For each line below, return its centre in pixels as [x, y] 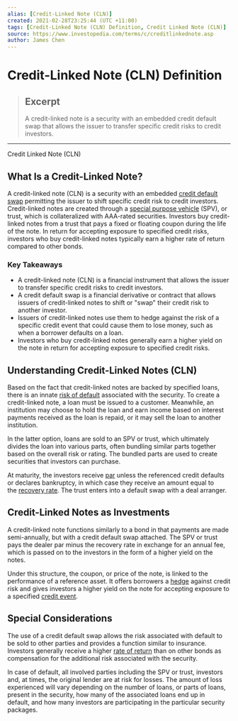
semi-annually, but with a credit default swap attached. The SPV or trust [113, 537]
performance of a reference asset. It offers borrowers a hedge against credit [119, 581]
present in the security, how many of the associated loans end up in [106, 694]
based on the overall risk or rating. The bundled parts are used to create [113, 454]
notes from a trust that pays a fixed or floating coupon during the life [126, 224]
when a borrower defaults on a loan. [70, 333]
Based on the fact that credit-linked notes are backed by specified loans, [113, 387]
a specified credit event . [42, 596]
